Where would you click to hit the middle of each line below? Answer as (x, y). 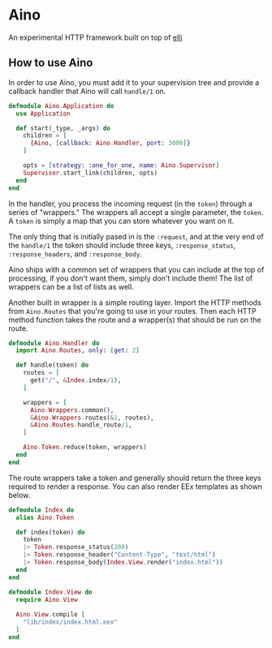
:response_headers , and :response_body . (75, 254)
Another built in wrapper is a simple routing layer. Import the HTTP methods (135, 303)
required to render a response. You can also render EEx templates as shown (135, 486)
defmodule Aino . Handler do (54, 343)
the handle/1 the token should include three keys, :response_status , (122, 245)
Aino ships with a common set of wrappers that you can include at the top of (136, 269)
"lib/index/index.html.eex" (70, 622)
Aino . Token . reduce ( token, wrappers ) (85, 448)
